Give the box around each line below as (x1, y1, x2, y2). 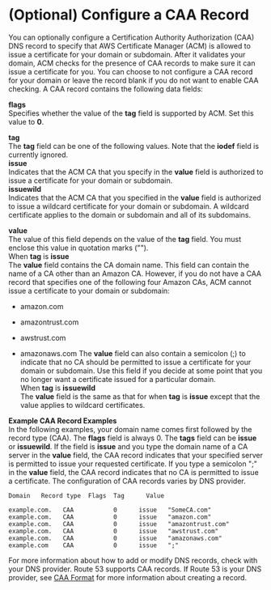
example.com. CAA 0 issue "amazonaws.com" (8, 534, 222, 542)
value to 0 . (8, 117, 44, 126)
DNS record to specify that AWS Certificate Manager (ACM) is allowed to (8, 40, 251, 50)
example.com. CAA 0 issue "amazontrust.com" (8, 520, 230, 528)
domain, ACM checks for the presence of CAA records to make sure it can (8, 58, 256, 68)
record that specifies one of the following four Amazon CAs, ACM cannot (8, 277, 252, 287)
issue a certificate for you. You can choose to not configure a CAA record (8, 66, 253, 76)
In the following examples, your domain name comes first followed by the (8, 424, 252, 434)
